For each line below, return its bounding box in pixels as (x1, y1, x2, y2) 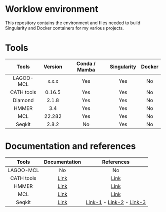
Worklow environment (5, 3, 98, 15)
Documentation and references (5, 141, 136, 152)
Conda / (76, 60, 96, 67)
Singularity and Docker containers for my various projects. (5, 25, 124, 31)
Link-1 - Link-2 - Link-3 (85, 199, 146, 206)
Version (43, 63, 63, 70)
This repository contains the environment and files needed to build (5, 20, 141, 26)
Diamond (12, 97, 34, 104)
